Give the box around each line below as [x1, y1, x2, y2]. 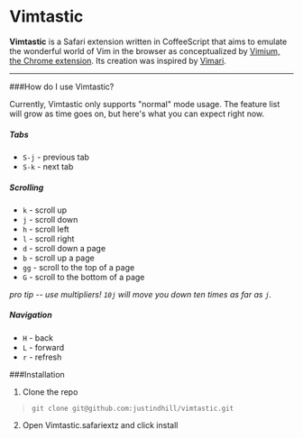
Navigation [9, 309, 52, 321]
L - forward [22, 342, 65, 352]
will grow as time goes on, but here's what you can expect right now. [9, 108, 264, 119]
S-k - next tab [22, 160, 74, 172]
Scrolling [9, 182, 44, 193]
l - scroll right [22, 233, 75, 244]
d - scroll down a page [22, 242, 106, 253]
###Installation [9, 369, 65, 379]
